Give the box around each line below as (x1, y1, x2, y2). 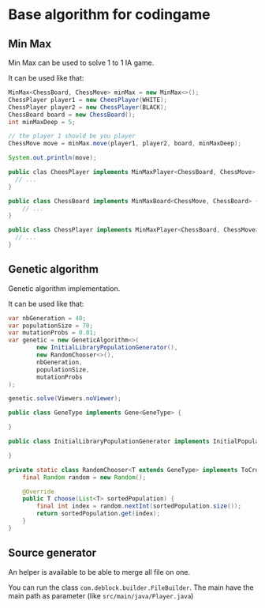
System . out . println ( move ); (8, 154, 97, 162)
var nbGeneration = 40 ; (8, 314, 87, 322)
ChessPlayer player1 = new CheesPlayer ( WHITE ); (8, 96, 168, 104)
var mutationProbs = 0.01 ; (8, 329, 97, 337)
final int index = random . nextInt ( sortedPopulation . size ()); (36, 502, 242, 511)
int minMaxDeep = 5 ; (8, 118, 77, 126)
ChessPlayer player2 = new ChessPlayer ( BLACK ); (8, 103, 168, 111)
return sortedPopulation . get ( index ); (36, 510, 160, 518)
